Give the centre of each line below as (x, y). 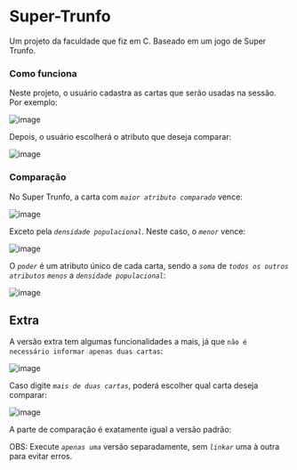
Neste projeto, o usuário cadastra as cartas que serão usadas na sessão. (143, 93)
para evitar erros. (41, 457)
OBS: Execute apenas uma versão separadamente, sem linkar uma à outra (144, 447)
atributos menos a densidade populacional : (88, 275)
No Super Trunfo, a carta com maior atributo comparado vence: (126, 197)
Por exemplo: (33, 102)
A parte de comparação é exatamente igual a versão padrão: (120, 430)
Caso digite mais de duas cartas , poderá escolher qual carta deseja (134, 385)
